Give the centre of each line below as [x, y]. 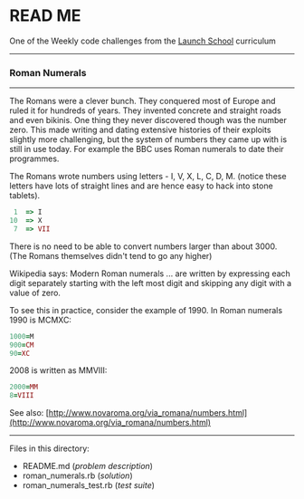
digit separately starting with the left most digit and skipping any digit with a [151, 283]
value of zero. [35, 293]
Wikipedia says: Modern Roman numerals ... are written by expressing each [150, 273]
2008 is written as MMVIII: [58, 370]
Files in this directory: [50, 448]
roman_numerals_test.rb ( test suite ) [89, 485]
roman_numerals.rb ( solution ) [77, 475]
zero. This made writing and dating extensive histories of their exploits [140, 130]
